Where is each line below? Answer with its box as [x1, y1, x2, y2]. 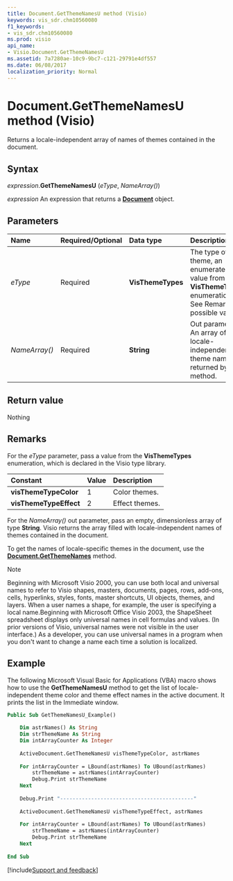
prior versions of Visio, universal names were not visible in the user [7, 622, 199, 631]
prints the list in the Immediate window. [7, 698, 119, 706]
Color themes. [113, 487, 159, 496]
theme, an [189, 256, 223, 265]
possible [189, 308, 218, 317]
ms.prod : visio [7, 36, 51, 43]
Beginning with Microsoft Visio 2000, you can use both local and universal [7, 578, 220, 586]
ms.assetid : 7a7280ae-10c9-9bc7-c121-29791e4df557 [7, 55, 157, 62]
